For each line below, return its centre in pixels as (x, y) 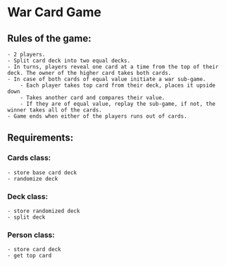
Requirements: (40, 138)
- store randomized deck (44, 211)
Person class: (31, 235)
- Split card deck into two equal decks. (69, 61)
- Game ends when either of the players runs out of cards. (98, 116)
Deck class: (27, 196)
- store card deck (34, 250)
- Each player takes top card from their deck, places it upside (118, 85)
